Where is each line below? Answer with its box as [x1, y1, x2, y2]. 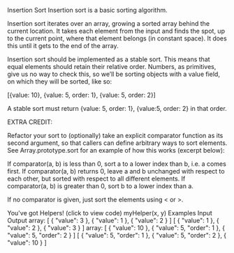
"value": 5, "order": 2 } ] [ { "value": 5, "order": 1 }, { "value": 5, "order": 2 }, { [7, 231, 227, 239]
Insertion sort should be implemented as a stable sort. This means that [7, 55, 211, 63]
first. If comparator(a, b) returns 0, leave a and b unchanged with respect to [7, 167, 225, 175]
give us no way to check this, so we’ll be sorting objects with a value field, [7, 70, 220, 78]
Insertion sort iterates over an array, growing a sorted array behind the [7, 20, 210, 27]
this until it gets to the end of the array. [7, 42, 119, 49]
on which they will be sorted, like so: [7, 77, 112, 86]
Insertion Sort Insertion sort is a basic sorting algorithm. [7, 6, 168, 14]
